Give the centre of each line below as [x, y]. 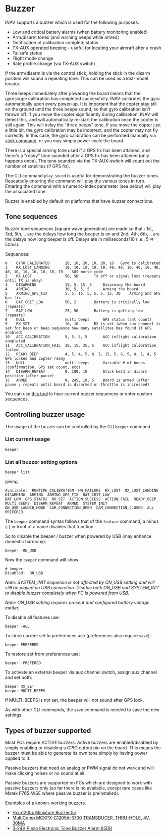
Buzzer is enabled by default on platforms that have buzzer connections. [79, 201]
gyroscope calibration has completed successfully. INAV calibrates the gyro [83, 98]
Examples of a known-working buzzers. [46, 803]
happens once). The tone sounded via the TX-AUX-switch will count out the [83, 161]
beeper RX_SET [20, 687]
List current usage [28, 439]
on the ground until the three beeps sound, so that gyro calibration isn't [78, 109]
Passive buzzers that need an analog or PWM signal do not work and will [80, 768]
